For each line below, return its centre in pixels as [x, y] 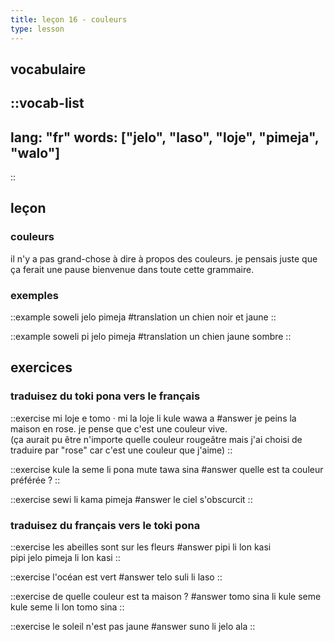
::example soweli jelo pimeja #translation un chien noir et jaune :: [143, 317]
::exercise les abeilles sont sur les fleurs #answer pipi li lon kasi [141, 547]
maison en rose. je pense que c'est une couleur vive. [119, 428]
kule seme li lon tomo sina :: [67, 607]
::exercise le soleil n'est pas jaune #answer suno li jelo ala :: [133, 627]
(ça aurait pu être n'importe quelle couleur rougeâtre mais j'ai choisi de [156, 439]
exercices [41, 367]
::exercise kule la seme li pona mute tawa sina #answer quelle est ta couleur [167, 469]
